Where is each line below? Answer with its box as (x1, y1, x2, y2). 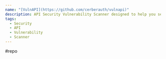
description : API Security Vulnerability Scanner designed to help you (5, 12, 156, 17)
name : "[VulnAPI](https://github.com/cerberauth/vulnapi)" (5, 7, 129, 12)
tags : (5, 16, 16, 21)
